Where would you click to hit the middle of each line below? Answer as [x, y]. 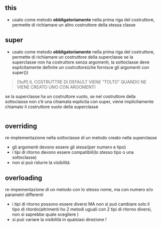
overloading [24, 178]
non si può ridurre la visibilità [41, 162]
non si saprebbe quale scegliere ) [45, 214]
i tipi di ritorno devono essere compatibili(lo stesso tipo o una [73, 152]
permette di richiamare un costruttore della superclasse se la [73, 57]
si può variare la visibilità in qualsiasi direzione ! [59, 220]
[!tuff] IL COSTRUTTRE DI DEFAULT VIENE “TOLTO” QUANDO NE [81, 81]
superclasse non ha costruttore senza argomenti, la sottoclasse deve [81, 62]
